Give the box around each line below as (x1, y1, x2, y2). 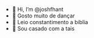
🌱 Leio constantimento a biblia (12, 19, 89, 25)
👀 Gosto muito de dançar (12, 12, 75, 19)
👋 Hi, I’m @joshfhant (12, 6, 64, 13)
